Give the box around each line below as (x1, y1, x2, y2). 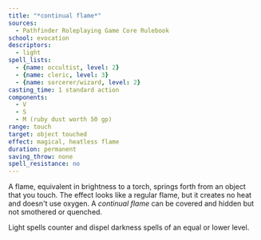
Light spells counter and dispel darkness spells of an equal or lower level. (8, 222, 250, 232)
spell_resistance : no (8, 160, 81, 168)
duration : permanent (8, 145, 77, 153)
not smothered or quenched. (8, 207, 102, 217)
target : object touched (8, 130, 88, 138)
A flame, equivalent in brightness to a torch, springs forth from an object (8, 182, 246, 191)
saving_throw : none (8, 152, 73, 160)
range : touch (8, 123, 52, 131)
